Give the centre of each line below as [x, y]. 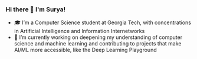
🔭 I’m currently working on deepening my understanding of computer [98, 37]
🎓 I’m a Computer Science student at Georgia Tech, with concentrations [102, 22]
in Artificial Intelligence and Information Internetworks [79, 31]
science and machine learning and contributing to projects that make [98, 44]
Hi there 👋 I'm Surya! [36, 9]
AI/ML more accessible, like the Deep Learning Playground [85, 50]
